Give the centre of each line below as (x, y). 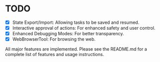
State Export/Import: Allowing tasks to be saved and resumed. (76, 22)
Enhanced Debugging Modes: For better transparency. (68, 34)
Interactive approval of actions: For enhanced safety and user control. (84, 28)
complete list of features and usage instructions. (55, 55)
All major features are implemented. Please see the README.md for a (76, 49)
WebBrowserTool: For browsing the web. (54, 39)
